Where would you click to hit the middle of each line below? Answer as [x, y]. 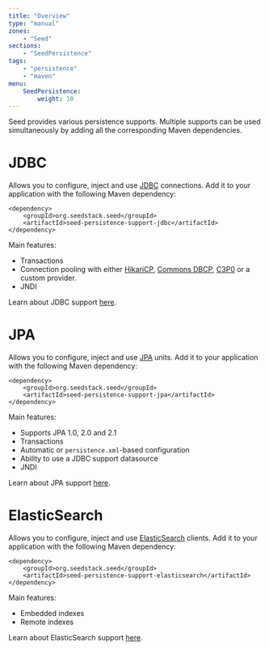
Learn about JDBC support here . [63, 302]
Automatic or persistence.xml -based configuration [105, 450]
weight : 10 [56, 99]
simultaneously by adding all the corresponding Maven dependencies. [125, 130]
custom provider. [48, 278]
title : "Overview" [39, 16]
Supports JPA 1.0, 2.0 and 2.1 [68, 433]
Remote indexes [47, 622]
